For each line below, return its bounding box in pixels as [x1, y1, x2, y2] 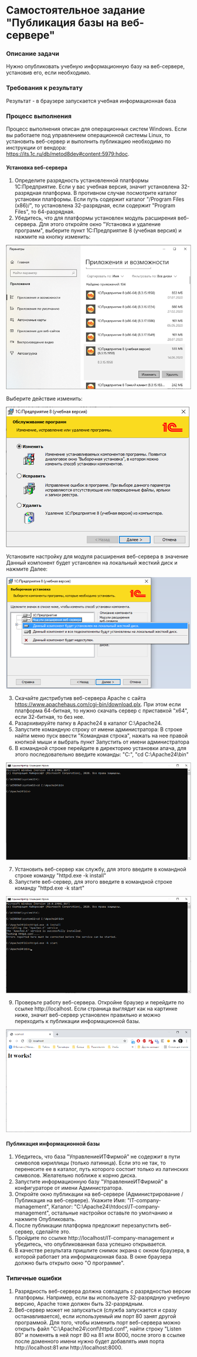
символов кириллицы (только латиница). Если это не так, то [14, 1159, 166, 1166]
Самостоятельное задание [6, 4, 145, 17]
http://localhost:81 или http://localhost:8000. [14, 1343, 123, 1351]
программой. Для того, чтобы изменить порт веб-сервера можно [14, 1319, 181, 1326]
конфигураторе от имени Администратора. [14, 1185, 123, 1192]
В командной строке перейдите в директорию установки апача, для [14, 745, 186, 752]
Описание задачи [6, 49, 60, 58]
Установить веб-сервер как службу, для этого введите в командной [14, 865, 186, 872]
